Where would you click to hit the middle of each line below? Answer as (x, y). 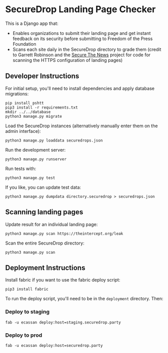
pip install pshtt (25, 103)
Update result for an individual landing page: (51, 224)
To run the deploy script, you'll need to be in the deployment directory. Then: (84, 299)
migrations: (17, 94)
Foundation (24, 44)
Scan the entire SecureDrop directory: (45, 243)
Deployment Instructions (45, 268)
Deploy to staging (27, 312)
